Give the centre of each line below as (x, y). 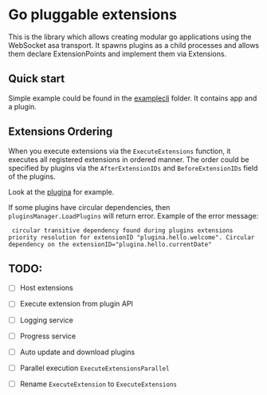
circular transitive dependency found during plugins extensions (122, 230)
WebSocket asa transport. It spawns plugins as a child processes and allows (134, 45)
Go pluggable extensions (93, 15)
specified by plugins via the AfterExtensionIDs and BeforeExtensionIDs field (133, 168)
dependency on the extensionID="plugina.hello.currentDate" (110, 244)
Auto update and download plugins (77, 352)
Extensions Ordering (61, 132)
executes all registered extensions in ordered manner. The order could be (129, 159)
